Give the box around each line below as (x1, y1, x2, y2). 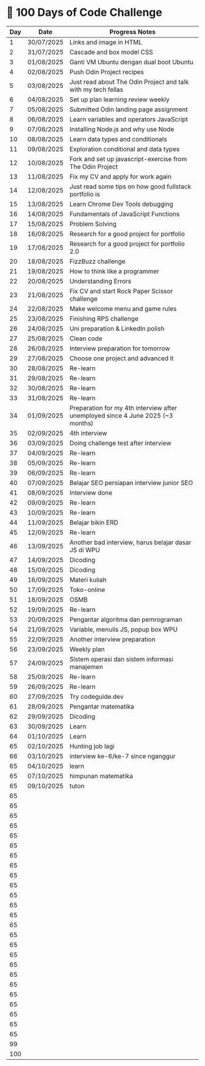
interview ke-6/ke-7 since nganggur (69, 751, 176, 760)
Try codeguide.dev (69, 692, 124, 701)
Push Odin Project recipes (69, 67, 145, 76)
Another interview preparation (69, 635, 156, 643)
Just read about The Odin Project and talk (69, 78, 189, 86)
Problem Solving (69, 219, 117, 228)
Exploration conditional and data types (69, 145, 180, 153)
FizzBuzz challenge (69, 257, 126, 265)
